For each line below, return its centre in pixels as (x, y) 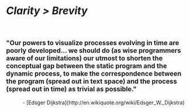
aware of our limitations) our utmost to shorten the (84, 58)
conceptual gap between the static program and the (87, 66)
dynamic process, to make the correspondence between (94, 74)
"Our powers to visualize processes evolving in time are (93, 43)
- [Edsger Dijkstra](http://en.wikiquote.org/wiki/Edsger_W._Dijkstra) (104, 102)
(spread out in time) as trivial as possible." (72, 89)
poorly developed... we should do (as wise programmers (94, 51)
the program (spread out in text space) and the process (91, 82)
